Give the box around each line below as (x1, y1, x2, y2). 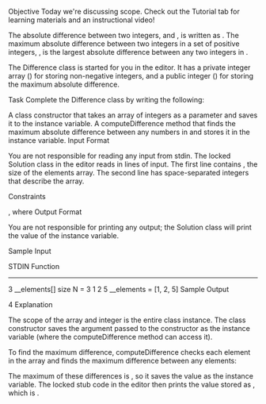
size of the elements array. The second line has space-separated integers (8, 168, 249, 177)
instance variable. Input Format (8, 136, 110, 145)
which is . (8, 388, 40, 398)
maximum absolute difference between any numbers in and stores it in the (8, 127, 251, 137)
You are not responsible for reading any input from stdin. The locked (8, 151, 231, 160)
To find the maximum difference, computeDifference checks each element (8, 348, 251, 356)
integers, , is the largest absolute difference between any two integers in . (8, 48, 249, 56)
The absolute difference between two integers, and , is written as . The (8, 31, 239, 40)
